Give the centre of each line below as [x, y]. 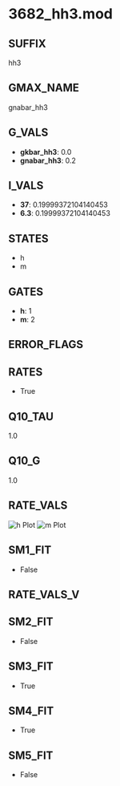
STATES [29, 239]
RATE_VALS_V [44, 594]
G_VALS [28, 133]
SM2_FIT [31, 622]
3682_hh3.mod [61, 14]
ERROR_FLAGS [46, 344]
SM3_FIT [31, 666]
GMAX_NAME [44, 88]
